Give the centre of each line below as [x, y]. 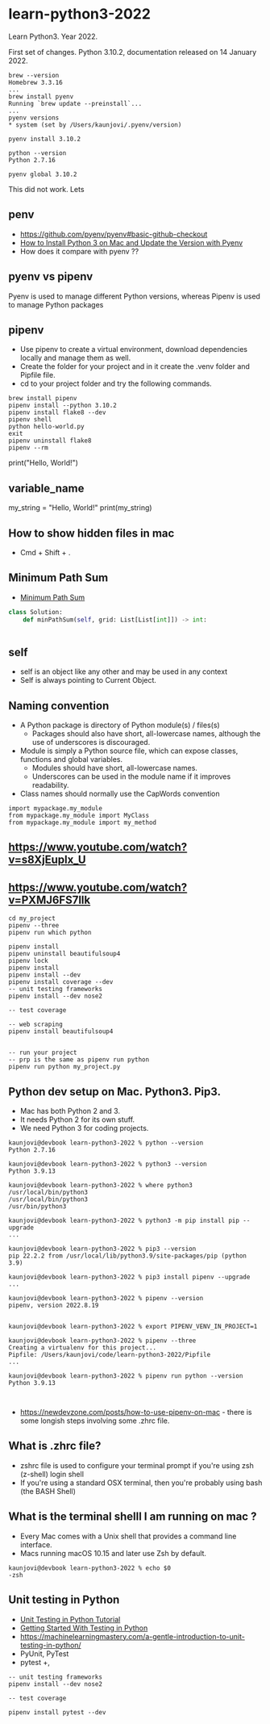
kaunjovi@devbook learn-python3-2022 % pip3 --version [102, 1249]
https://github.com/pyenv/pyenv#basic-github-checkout [114, 234]
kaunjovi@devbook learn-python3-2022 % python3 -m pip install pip [124, 1221]
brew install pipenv [43, 399]
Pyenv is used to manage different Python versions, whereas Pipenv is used [134, 296]
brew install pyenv [41, 96]
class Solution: [35, 612]
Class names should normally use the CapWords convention [120, 794]
